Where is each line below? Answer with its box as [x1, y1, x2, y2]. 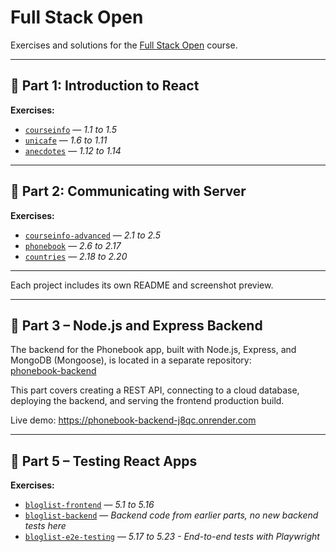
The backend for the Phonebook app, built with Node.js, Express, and [10, 344, 297, 356]
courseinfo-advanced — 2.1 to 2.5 [24, 229, 162, 241]
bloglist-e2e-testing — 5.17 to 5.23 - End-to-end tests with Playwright [24, 531, 320, 543]
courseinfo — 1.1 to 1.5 [24, 123, 118, 135]
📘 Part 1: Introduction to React [10, 77, 200, 95]
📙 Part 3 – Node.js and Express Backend [10, 317, 263, 334]
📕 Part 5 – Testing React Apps [10, 452, 198, 470]
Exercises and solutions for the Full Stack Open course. [10, 39, 238, 51]
